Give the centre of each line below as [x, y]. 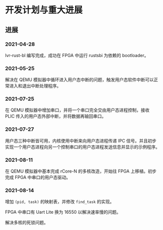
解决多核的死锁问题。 [27, 223]
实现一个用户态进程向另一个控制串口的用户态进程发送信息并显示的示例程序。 [82, 147]
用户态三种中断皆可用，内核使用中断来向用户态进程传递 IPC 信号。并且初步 [81, 141]
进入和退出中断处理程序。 [35, 86]
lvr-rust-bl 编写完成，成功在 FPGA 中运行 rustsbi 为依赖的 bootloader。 [77, 55]
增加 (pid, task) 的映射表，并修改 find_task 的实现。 [60, 201]
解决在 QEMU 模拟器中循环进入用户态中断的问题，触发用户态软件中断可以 [80, 80]
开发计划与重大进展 [44, 10]
